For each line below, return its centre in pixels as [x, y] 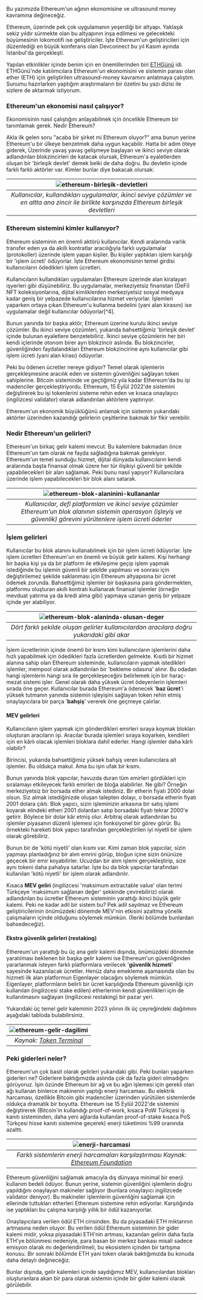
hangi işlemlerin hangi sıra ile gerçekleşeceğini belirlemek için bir [87, 675]
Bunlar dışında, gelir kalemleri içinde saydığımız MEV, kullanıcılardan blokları [101, 1271]
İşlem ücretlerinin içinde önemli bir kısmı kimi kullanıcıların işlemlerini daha [98, 650]
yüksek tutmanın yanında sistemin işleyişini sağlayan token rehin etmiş [94, 695]
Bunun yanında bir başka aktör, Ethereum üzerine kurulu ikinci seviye [92, 323]
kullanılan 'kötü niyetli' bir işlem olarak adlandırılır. [68, 874]
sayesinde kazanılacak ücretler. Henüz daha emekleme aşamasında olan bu [100, 971]
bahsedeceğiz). [26, 924]
